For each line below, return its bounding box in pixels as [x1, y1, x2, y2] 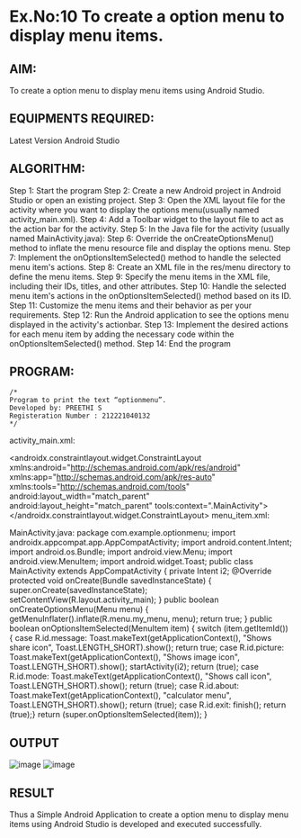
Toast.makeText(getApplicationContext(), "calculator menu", [9, 690, 232, 701]
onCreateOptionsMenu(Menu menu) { [9, 604, 149, 615]
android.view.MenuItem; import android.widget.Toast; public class [9, 556, 253, 567]
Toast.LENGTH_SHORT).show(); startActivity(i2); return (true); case [9, 662, 259, 672]
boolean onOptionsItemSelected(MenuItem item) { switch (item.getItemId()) [9, 623, 289, 634]
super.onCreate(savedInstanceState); [9, 585, 148, 596]
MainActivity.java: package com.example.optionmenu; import [9, 527, 236, 538]
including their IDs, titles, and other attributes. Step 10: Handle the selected [9, 281, 287, 292]
